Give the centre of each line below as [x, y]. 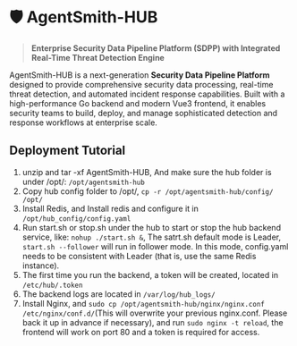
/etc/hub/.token [52, 285]
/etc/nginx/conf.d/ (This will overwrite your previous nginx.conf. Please [155, 313]
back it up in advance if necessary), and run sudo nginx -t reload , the [153, 322]
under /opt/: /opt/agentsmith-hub [83, 181]
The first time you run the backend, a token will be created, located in [150, 274]
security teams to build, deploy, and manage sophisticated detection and [144, 113]
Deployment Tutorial [68, 151]
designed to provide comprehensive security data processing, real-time [141, 84]
